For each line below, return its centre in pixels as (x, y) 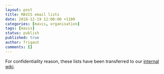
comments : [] (19, 47)
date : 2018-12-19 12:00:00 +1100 (40, 19)
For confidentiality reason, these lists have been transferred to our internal (82, 61)
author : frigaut (22, 42)
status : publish (22, 33)
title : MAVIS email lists (32, 14)
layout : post (19, 10)
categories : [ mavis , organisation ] (43, 24)
